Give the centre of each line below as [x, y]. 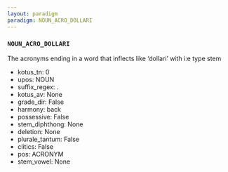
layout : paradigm [33, 14]
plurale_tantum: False [48, 139]
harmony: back [39, 109]
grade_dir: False [41, 102]
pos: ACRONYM [40, 154]
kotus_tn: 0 [33, 72]
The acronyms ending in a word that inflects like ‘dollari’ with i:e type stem [114, 58]
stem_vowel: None [44, 161]
